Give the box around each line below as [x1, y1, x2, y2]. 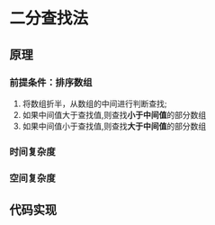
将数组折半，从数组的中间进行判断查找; [22, 98, 168, 109]
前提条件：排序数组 [9, 76, 93, 88]
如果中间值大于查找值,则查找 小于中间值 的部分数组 [22, 109, 207, 120]
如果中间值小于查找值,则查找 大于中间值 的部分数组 [22, 121, 207, 131]
